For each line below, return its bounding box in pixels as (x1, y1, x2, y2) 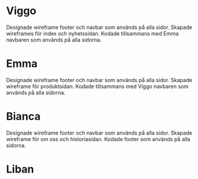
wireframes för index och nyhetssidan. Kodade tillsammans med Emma (6, 30, 179, 37)
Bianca (6, 110, 41, 123)
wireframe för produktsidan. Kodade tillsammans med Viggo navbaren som (6, 83, 189, 90)
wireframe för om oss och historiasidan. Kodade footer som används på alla (6, 135, 190, 142)
